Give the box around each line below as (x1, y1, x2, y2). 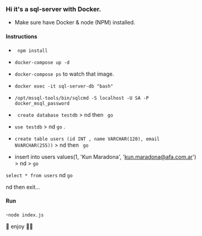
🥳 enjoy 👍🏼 (5, 223, 34, 230)
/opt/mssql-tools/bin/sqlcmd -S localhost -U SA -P (14, 95, 149, 101)
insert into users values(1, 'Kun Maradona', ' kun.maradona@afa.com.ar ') (14, 153, 197, 160)
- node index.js (5, 210, 44, 218)
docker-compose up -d (14, 59, 70, 65)
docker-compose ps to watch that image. (14, 70, 114, 78)
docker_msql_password (14, 100, 70, 106)
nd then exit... (5, 183, 40, 191)
